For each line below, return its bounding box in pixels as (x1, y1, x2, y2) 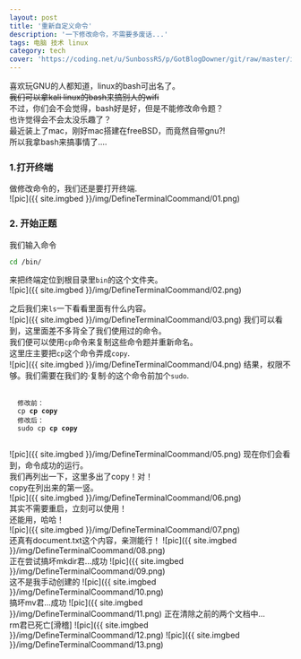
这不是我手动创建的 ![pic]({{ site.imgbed (9, 577, 157, 587)
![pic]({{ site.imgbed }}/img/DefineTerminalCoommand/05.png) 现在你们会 (9, 449, 283, 460)
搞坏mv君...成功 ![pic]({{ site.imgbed (9, 597, 143, 608)
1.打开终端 (9, 160, 54, 173)
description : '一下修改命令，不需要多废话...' (9, 30, 168, 39)
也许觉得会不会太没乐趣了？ (9, 114, 112, 125)
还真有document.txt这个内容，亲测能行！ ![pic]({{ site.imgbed (9, 535, 237, 546)
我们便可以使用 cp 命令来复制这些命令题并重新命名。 (9, 337, 199, 348)
